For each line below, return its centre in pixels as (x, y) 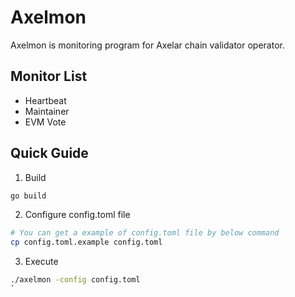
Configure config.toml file (77, 215)
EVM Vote (45, 122)
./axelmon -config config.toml (75, 280)
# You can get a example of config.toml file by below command (145, 233)
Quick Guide (49, 153)
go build (28, 196)
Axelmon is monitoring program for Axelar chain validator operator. (147, 45)
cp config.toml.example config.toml (86, 242)
